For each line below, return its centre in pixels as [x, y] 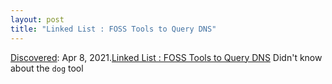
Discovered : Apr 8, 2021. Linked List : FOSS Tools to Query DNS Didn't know [166, 57]
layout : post [37, 19]
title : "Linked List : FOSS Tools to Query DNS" [113, 29]
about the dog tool [47, 68]
